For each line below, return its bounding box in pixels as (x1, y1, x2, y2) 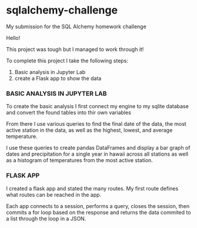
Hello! (6, 34, 21, 41)
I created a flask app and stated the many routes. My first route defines (6, 185, 179, 192)
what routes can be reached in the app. (6, 191, 102, 198)
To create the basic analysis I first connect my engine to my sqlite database (6, 103, 189, 110)
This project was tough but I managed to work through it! (6, 45, 144, 53)
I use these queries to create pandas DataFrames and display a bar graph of (6, 145, 191, 152)
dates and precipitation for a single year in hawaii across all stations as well (6, 150, 189, 157)
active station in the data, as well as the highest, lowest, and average (6, 127, 173, 134)
